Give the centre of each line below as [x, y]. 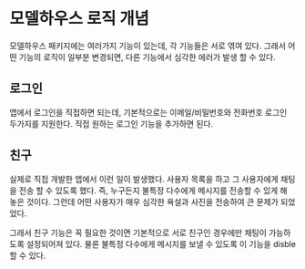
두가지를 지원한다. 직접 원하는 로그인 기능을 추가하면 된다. [112, 123]
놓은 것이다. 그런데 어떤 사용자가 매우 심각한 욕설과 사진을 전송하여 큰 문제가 [144, 202]
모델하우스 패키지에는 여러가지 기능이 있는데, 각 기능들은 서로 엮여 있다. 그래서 [148, 46]
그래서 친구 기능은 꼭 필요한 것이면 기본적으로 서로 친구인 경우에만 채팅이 [138, 233]
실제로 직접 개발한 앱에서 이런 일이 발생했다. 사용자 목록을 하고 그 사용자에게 [144, 179]
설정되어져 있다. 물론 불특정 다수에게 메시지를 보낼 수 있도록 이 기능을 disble [161, 243]
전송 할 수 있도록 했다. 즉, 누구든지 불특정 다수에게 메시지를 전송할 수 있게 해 [153, 190]
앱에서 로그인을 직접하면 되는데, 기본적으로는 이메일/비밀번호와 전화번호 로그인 [148, 112]
